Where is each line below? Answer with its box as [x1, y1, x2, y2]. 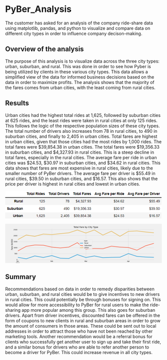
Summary [5, 272, 36, 281]
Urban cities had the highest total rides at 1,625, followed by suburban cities [5, 112, 161, 118]
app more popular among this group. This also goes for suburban [21, 307, 156, 313]
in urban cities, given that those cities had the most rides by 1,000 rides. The [5, 138, 162, 145]
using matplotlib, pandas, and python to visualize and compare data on [5, 25, 151, 31]
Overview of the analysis [5, 45, 84, 53]
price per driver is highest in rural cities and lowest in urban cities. [5, 180, 141, 187]
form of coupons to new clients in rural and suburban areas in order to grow [5, 317, 161, 324]
